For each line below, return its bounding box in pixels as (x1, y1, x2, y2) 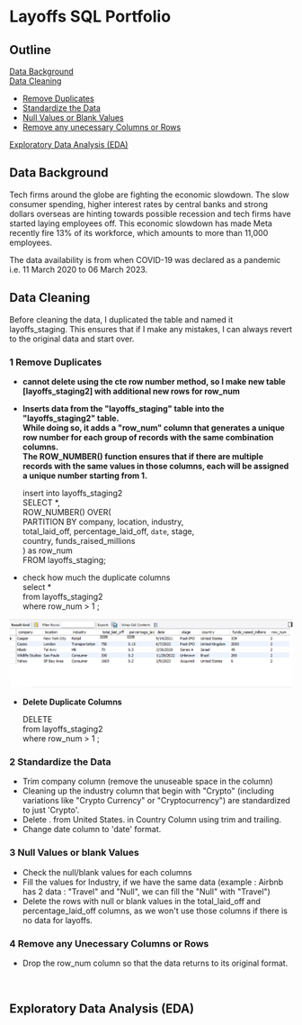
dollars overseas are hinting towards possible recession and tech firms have (9, 208, 291, 219)
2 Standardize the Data (9, 756, 111, 768)
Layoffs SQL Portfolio (9, 6, 172, 27)
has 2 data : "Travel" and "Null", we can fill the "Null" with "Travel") (22, 885, 271, 897)
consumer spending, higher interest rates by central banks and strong (9, 198, 268, 209)
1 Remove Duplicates (9, 356, 102, 368)
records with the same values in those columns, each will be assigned (22, 460, 289, 471)
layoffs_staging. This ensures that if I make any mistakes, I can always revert (9, 323, 293, 334)
